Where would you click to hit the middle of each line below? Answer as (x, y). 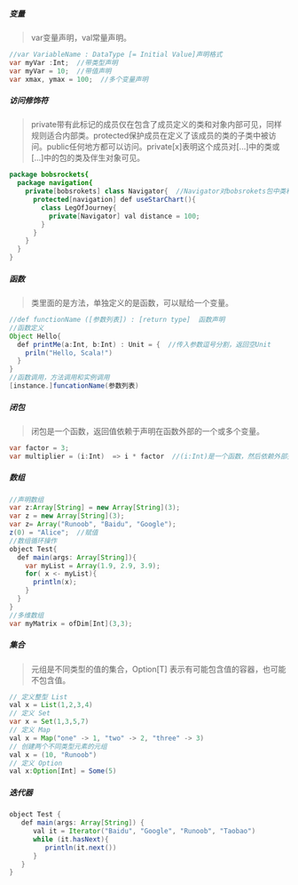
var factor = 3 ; (39, 448)
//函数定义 (27, 328)
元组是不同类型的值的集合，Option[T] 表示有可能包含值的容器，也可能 (158, 669)
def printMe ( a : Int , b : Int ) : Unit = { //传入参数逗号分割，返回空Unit (145, 344)
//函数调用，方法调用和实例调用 (59, 378)
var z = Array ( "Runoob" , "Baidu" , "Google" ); (93, 525)
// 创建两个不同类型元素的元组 (59, 746)
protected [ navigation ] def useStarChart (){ (114, 200)
